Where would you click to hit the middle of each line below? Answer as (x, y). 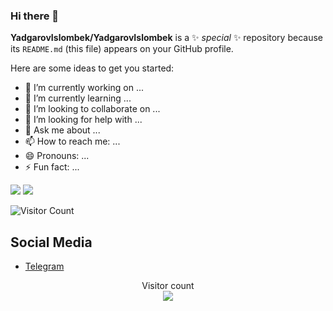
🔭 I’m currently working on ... (84, 88)
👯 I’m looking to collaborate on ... (92, 109)
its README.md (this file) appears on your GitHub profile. (122, 49)
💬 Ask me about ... (62, 130)
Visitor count (168, 286)
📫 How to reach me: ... (72, 141)
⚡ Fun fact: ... (52, 167)
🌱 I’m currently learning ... (78, 98)
